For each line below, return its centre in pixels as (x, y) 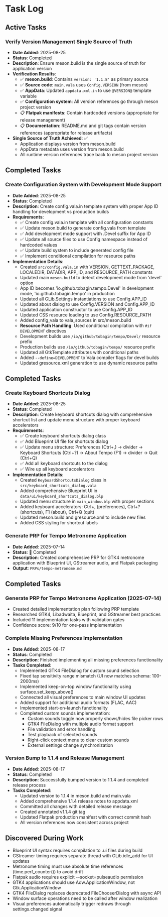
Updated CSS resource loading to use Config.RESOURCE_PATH (86, 315)
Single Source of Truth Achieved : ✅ (50, 138)
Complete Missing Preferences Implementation (64, 638)
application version (32, 68)
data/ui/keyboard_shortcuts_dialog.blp (62, 497)
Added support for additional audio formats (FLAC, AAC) (78, 702)
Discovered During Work (44, 838)
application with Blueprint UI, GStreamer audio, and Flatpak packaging (85, 562)
